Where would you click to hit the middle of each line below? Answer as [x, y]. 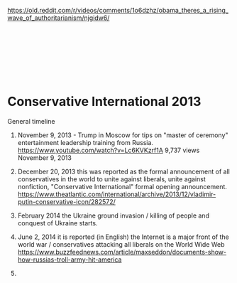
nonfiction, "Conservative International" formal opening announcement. [122, 186]
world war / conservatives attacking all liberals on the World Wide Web [121, 244]
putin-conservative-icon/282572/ [66, 201]
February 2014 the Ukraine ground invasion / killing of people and [113, 215]
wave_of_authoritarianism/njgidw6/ [59, 18]
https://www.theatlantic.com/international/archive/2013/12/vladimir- [117, 194]
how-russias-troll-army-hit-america [70, 260]
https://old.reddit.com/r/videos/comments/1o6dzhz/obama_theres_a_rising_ [118, 10]
